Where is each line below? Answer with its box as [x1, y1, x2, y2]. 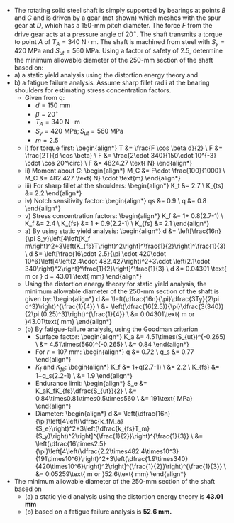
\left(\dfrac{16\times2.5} [35, 440, 106, 448]
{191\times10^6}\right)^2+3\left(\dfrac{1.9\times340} [35, 455, 189, 463]
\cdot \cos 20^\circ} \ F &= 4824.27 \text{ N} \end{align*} [24, 158, 193, 167]
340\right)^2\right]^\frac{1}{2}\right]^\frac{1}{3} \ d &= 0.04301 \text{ [24, 264, 227, 273]
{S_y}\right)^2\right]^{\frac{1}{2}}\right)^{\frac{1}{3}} [35, 432, 189, 441]
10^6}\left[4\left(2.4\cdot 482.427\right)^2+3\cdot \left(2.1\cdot [24, 257, 211, 265]
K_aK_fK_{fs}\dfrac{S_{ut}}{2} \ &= [35, 387, 137, 395]
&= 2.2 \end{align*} [24, 188, 82, 198]
